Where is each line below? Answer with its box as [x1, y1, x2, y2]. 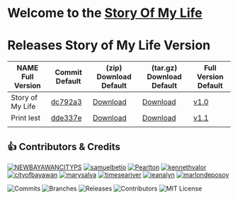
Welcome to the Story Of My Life [7, 5, 203, 21]
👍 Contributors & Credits [7, 140, 120, 153]
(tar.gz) [151, 63, 178, 73]
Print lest [11, 113, 41, 123]
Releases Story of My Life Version [7, 38, 211, 54]
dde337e [50, 113, 82, 123]
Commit [55, 67, 83, 77]
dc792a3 [50, 97, 82, 107]
